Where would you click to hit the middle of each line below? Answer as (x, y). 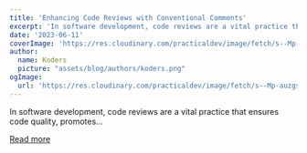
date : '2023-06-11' (47, 35)
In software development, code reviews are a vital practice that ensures (144, 111)
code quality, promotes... (56, 121)
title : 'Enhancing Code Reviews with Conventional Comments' (128, 18)
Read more (30, 138)
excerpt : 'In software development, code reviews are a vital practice (148, 26)
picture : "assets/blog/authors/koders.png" (101, 69)
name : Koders (42, 60)
